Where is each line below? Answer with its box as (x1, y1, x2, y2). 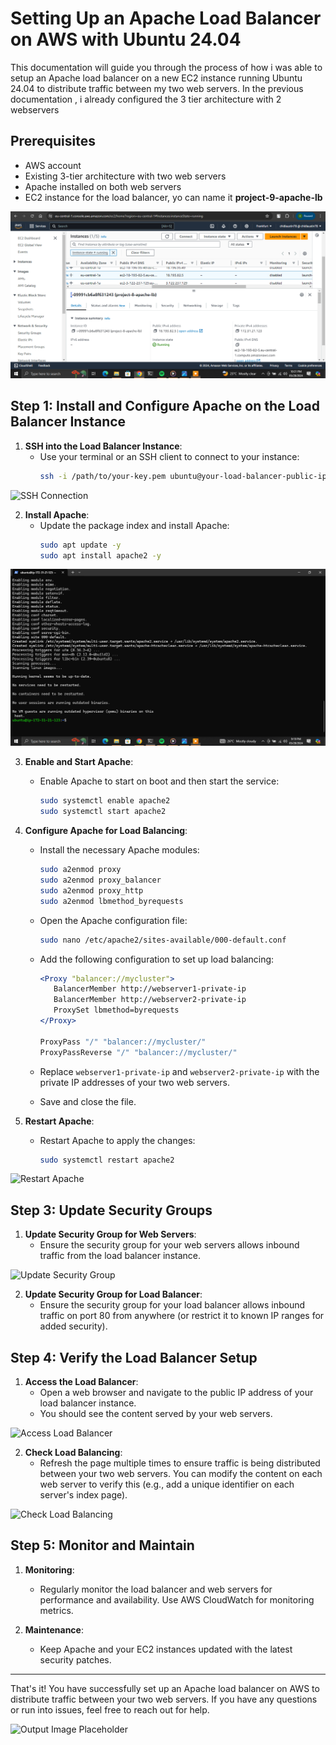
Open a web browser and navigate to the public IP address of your (39, 1387, 314, 1399)
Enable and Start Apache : (24, 756, 134, 768)
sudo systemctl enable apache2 (39, 796, 171, 806)
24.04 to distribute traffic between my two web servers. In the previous (10, 82, 304, 94)
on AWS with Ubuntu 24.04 (10, 28, 242, 51)
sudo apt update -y (39, 540, 122, 550)
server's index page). (39, 1489, 128, 1501)
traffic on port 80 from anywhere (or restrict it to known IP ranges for (39, 1310, 325, 1322)
